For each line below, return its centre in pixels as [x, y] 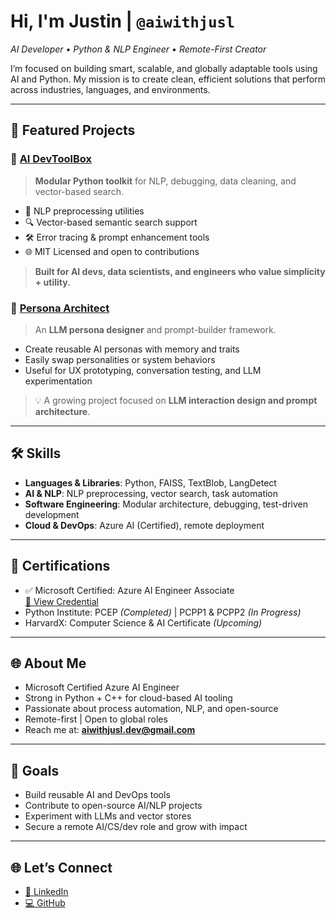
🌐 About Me [48, 663]
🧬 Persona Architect [60, 308]
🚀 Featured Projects [73, 130]
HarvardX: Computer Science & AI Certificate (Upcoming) [143, 622]
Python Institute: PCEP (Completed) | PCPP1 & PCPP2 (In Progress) [163, 612]
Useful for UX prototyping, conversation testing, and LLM [143, 370]
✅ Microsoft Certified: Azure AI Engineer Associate [129, 590]
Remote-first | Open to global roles [96, 719]
